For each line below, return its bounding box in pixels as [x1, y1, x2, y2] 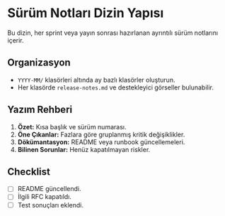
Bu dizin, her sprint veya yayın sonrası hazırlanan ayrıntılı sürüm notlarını [7, 28, 218, 37]
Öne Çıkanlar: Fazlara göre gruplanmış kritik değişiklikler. [17, 130, 185, 139]
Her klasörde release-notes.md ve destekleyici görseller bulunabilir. [17, 83, 214, 92]
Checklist [7, 166, 51, 178]
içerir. [7, 36, 24, 44]
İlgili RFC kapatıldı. [17, 193, 72, 201]
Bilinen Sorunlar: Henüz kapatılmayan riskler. [17, 145, 151, 153]
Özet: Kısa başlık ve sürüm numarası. [17, 122, 127, 131]
